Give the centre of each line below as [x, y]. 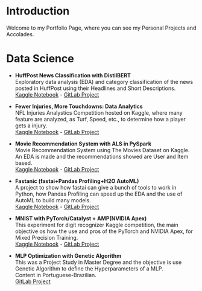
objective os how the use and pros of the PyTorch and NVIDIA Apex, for [104, 231]
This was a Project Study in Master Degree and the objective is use [98, 262]
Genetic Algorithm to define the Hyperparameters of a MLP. [89, 268]
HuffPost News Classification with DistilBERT [73, 75]
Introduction [38, 11]
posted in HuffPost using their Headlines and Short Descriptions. [95, 88]
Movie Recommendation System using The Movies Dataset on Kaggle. [102, 150]
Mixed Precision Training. [46, 237]
